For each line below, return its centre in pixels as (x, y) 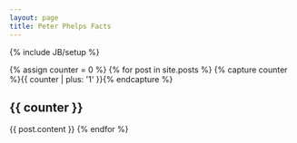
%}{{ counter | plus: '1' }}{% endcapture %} (91, 79)
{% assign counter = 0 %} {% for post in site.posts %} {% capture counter (148, 70)
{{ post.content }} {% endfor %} (69, 129)
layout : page (34, 18)
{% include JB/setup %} (54, 52)
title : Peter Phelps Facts (60, 26)
